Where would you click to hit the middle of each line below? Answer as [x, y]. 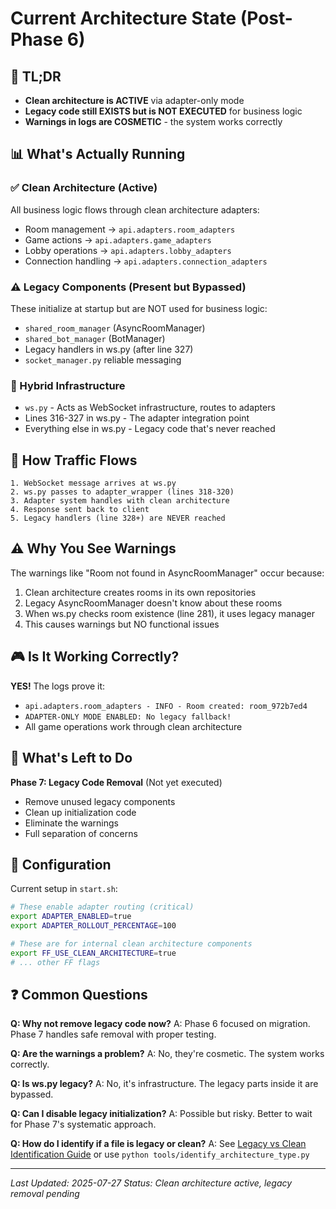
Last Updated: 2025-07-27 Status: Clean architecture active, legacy [151, 1183]
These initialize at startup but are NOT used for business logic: [139, 308]
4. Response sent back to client [80, 510]
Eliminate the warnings [71, 823]
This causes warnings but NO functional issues [122, 624]
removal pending [45, 1194]
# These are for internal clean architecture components [131, 943]
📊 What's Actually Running [98, 154]
